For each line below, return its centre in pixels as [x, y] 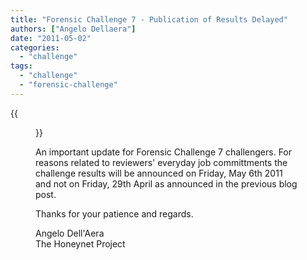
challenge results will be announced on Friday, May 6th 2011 [159, 173]
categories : [35, 47]
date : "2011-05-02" [51, 38]
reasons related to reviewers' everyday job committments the [161, 162]
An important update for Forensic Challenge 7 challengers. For [164, 152]
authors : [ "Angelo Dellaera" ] [73, 29]
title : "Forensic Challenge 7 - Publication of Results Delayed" [149, 19]
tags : [21, 66]
